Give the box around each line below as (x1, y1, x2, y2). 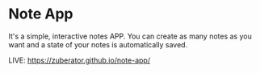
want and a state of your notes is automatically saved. (8, 39, 188, 49)
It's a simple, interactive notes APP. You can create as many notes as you (8, 31, 252, 41)
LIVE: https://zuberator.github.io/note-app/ (8, 55, 151, 65)
